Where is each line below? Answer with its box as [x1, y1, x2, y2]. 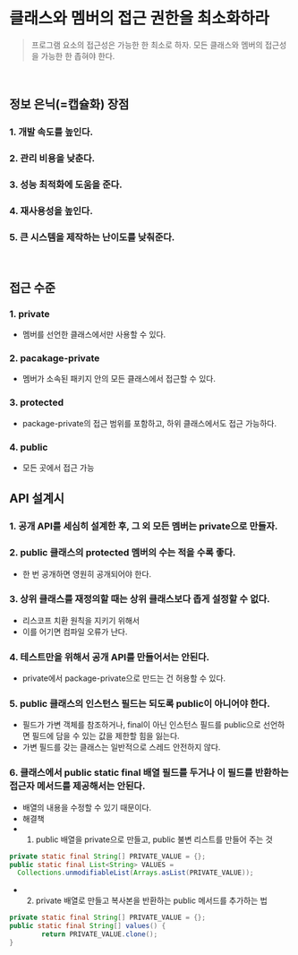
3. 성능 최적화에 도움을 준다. [9, 178, 123, 191]
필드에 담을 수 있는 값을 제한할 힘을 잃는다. [31, 731, 181, 742]
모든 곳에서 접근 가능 [21, 462, 95, 473]
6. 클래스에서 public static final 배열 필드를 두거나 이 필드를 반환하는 [9, 767, 289, 779]
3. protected [9, 396, 64, 409]
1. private [9, 307, 51, 320]
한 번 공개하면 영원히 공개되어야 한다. [21, 568, 152, 579]
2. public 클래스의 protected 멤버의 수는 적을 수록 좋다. [9, 546, 236, 559]
